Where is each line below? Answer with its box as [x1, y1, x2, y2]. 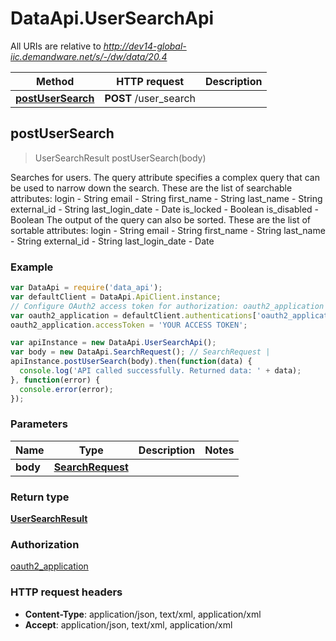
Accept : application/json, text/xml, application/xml [24, 618, 233, 631]
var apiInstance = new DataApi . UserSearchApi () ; [10, 338, 217, 348]
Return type [10, 490, 70, 504]
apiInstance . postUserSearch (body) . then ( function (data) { [10, 357, 253, 367]
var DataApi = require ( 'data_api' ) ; [10, 283, 163, 293]
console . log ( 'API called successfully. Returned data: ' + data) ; [19, 366, 302, 376]
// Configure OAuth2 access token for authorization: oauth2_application [10, 301, 325, 311]
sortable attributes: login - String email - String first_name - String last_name [10, 224, 326, 236]
